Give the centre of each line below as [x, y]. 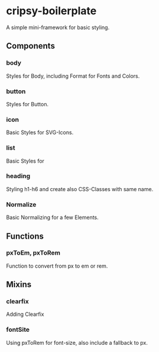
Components [30, 46]
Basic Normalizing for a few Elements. [52, 217]
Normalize [21, 204]
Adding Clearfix [25, 314]
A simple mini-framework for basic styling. [58, 27]
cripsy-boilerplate [51, 11]
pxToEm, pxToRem [33, 253]
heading [18, 176]
